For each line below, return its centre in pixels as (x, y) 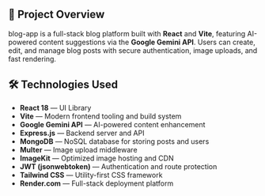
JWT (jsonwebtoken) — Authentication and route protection (118, 166)
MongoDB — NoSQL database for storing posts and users (114, 141)
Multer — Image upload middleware (78, 149)
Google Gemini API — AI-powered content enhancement (112, 124)
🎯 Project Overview (57, 15)
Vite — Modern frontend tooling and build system (100, 116)
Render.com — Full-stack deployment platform (97, 183)
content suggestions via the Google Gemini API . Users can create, (147, 42)
